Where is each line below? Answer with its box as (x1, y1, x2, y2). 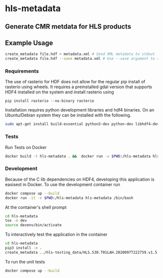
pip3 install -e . (5, 245, 42, 251)
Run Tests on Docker (5, 144, 47, 150)
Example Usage (5, 38, 53, 47)
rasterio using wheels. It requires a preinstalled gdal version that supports (5, 84, 152, 90)
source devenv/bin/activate (5, 222, 62, 228)
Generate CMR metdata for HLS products (5, 22, 131, 31)
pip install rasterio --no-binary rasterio (5, 98, 95, 104)
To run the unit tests (5, 259, 45, 264)
